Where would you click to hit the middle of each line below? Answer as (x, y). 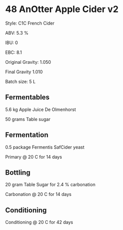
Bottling (18, 172)
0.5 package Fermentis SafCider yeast (45, 147)
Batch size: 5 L (21, 81)
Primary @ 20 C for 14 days (34, 157)
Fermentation (27, 135)
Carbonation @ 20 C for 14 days (38, 194)
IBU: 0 (12, 42)
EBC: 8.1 (14, 52)
